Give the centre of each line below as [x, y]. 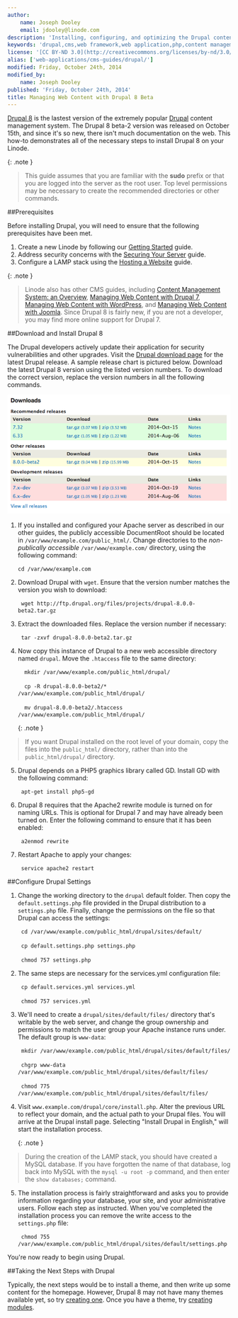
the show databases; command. [70, 1179]
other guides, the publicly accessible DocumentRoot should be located [121, 532]
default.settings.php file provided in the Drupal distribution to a [112, 903]
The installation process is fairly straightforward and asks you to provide [123, 1193]
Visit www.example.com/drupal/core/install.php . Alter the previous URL [121, 1106]
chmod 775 [35, 1086]
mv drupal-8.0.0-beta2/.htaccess [74, 708]
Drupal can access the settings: [64, 918]
